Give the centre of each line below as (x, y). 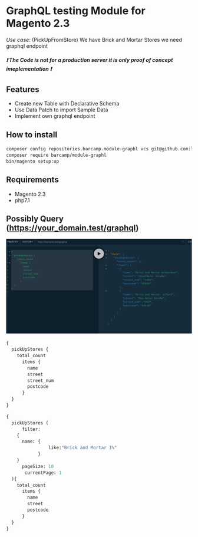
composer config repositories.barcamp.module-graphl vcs (77, 149)
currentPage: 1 (43, 473)
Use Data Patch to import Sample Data (61, 110)
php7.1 (22, 200)
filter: (31, 429)
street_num (41, 380)
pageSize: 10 (38, 466)
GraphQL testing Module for (76, 11)
